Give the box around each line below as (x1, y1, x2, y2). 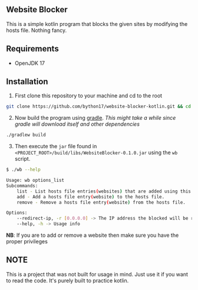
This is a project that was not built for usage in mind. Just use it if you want (6, 271, 189, 278)
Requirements (6, 44, 59, 54)
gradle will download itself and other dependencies (14, 120, 140, 128)
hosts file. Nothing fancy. (6, 27, 67, 34)
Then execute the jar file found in (14, 143, 97, 150)
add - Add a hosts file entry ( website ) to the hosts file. (16, 194, 165, 200)
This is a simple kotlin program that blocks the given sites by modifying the (6, 20, 188, 27)
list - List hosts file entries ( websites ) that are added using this (16, 188, 192, 194)
